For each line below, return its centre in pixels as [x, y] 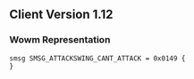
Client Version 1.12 [61, 15]
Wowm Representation [60, 40]
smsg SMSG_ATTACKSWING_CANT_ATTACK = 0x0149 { [97, 58]
